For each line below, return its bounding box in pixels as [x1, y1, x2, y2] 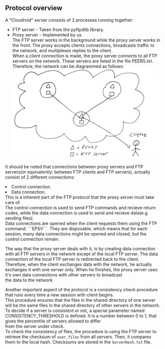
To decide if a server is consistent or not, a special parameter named [5, 308, 145, 314]
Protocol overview [5, 4, 63, 12]
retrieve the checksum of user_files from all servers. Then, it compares [5, 334, 152, 340]
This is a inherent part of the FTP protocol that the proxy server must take [5, 194, 155, 200]
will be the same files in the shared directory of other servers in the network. [5, 303, 161, 309]
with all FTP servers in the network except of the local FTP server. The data [5, 251, 158, 257]
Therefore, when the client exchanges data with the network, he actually [5, 261, 152, 268]
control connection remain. [5, 236, 60, 242]
